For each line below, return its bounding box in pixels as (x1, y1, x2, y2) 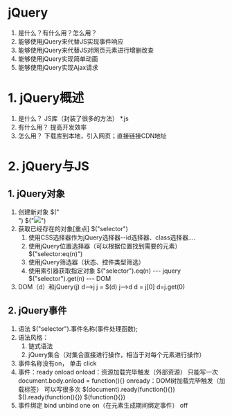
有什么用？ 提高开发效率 (17, 123, 87, 131)
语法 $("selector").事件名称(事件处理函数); (17, 324, 138, 333)
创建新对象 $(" (17, 208, 60, 216)
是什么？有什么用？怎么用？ (17, 28, 98, 37)
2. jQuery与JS (8, 159, 89, 174)
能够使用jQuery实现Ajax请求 (17, 63, 99, 71)
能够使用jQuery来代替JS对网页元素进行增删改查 (17, 46, 154, 54)
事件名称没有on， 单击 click (17, 359, 97, 368)
